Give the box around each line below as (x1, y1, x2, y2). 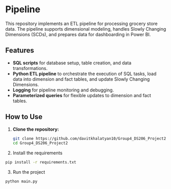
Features (5, 46, 34, 55)
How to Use (5, 112, 43, 121)
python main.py (5, 179, 38, 184)
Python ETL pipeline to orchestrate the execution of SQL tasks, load (12, 70, 157, 77)
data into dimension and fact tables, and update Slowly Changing (12, 76, 150, 82)
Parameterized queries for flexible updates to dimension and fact (12, 92, 152, 98)
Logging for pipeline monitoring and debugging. (12, 87, 114, 93)
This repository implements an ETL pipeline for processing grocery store (5, 20, 158, 27)
